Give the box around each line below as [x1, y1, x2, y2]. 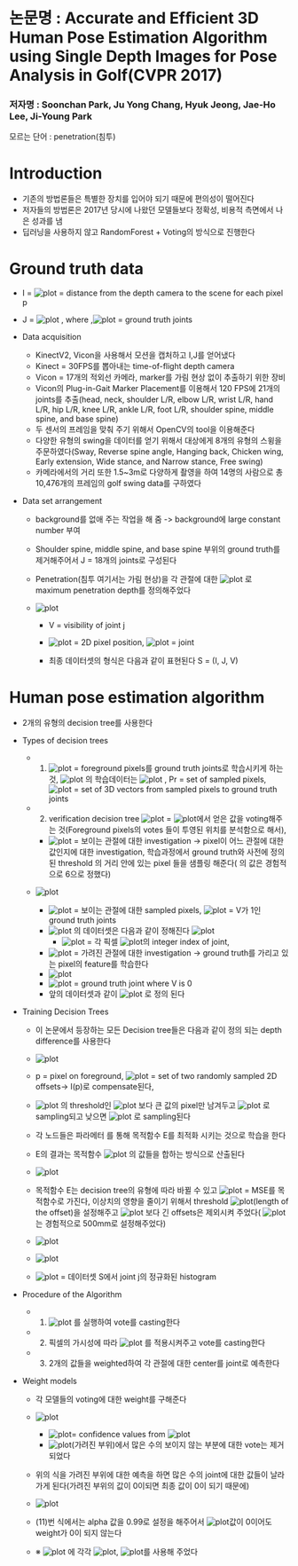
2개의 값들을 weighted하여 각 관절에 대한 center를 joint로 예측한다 [48, 1358, 280, 1369]
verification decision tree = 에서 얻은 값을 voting [48, 814, 269, 824]
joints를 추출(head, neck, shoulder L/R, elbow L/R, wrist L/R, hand [35, 394, 273, 405]
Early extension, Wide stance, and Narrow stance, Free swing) [35, 456, 263, 467]
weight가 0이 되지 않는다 [35, 1528, 122, 1538]
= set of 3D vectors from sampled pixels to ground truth [74, 784, 278, 795]
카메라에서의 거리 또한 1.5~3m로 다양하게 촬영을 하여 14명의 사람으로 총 [35, 467, 284, 477]
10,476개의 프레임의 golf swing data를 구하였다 [35, 478, 202, 489]
